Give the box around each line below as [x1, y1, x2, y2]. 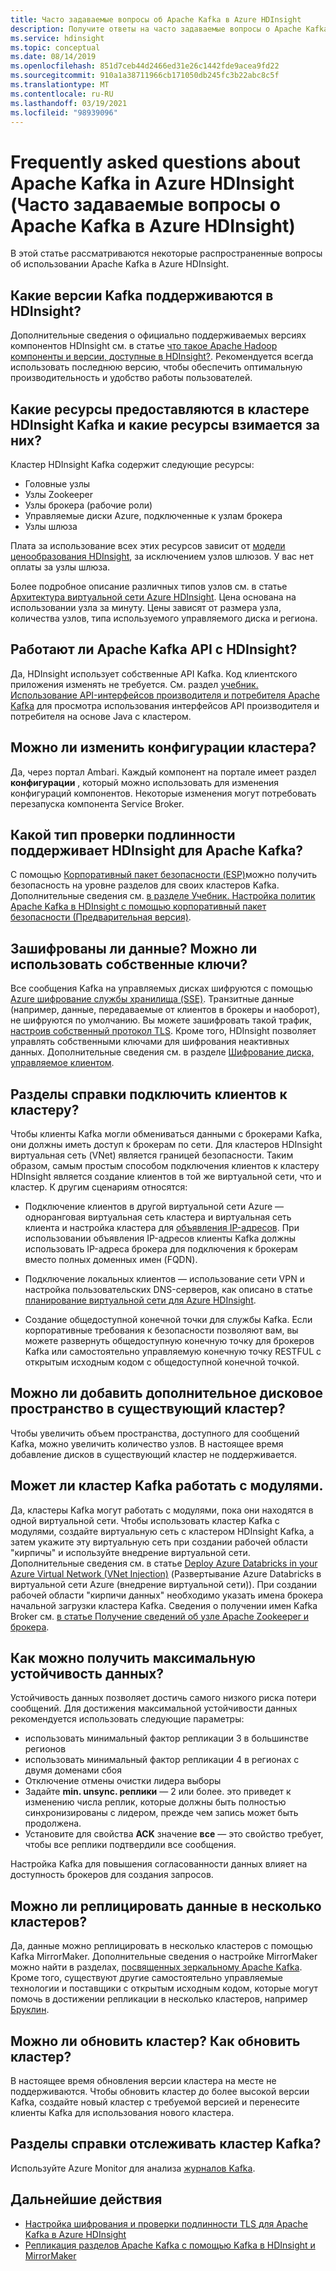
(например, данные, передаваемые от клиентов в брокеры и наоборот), [10, 1004, 320, 1016]
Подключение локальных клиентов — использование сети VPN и [24, 1273, 305, 1285]
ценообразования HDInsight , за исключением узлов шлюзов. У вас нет [10, 550, 314, 562]
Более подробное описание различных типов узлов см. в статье [10, 580, 288, 592]
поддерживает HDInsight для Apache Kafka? [10, 842, 304, 859]
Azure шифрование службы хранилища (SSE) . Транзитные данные [10, 993, 295, 1005]
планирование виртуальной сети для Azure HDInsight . [24, 1294, 257, 1306]
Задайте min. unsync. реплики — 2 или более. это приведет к [24, 1786, 292, 1798]
